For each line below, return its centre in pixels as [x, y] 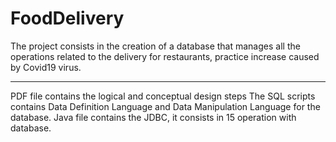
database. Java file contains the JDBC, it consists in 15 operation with [153, 117]
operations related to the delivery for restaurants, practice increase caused [165, 56]
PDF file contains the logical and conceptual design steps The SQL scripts [163, 96]
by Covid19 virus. [46, 67]
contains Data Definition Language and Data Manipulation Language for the [165, 106]
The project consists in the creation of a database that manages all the [155, 46]
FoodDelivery [67, 18]
